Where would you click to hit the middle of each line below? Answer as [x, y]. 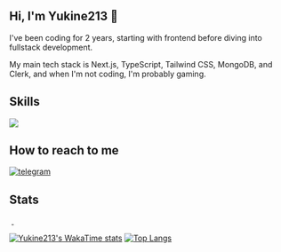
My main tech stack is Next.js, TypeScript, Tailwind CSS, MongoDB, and [141, 64]
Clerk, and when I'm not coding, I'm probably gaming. [108, 74]
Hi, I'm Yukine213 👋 [64, 16]
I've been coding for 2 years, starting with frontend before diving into [136, 37]
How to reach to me [64, 150]
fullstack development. [51, 47]
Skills [24, 102]
